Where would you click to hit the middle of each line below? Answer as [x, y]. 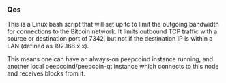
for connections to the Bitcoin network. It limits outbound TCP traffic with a [112, 31]
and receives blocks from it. [46, 73]
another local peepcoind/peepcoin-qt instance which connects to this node [113, 67]
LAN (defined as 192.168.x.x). [48, 46]
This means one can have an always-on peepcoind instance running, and [110, 59]
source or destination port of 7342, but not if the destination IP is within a [110, 39]
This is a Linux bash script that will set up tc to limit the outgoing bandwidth [113, 24]
